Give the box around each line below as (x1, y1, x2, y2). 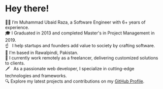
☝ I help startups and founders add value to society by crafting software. (5, 42, 155, 48)
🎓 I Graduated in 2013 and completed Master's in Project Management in (5, 30, 155, 36)
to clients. (5, 60, 25, 66)
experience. (5, 24, 30, 30)
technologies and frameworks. (5, 72, 67, 79)
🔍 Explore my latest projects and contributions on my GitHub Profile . (5, 78, 145, 84)
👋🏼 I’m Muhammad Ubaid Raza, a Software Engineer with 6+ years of (5, 19, 146, 25)
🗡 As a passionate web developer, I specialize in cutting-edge (5, 65, 134, 71)
